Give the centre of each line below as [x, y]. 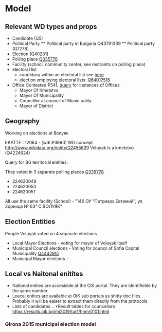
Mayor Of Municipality [42, 95]
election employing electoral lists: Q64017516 [65, 80]
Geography [22, 121]
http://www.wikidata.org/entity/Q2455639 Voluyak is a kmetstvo [70, 148]
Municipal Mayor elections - [40, 258]
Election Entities [30, 222]
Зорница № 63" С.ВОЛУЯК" [34, 206]
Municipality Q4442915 [36, 253]
